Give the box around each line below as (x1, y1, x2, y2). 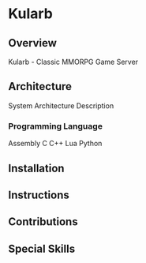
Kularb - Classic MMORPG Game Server (8, 57, 139, 66)
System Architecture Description (8, 100, 114, 111)
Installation (8, 161, 65, 175)
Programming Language (8, 120, 103, 131)
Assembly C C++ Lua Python (8, 139, 103, 148)
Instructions (8, 188, 69, 201)
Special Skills (8, 242, 76, 255)
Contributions (8, 215, 78, 229)
